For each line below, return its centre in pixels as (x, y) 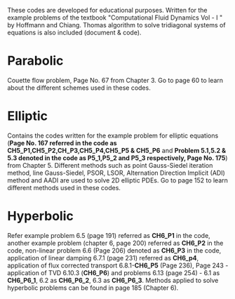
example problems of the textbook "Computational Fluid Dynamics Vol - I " (115, 18)
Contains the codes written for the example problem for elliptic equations (113, 135)
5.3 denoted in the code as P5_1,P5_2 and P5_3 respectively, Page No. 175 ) (117, 158)
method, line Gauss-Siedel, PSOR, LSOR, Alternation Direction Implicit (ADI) (116, 173)
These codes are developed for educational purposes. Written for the (107, 10)
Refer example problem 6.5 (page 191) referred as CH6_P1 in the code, (109, 235)
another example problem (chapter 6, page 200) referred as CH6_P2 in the (115, 243)
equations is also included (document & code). (74, 32)
